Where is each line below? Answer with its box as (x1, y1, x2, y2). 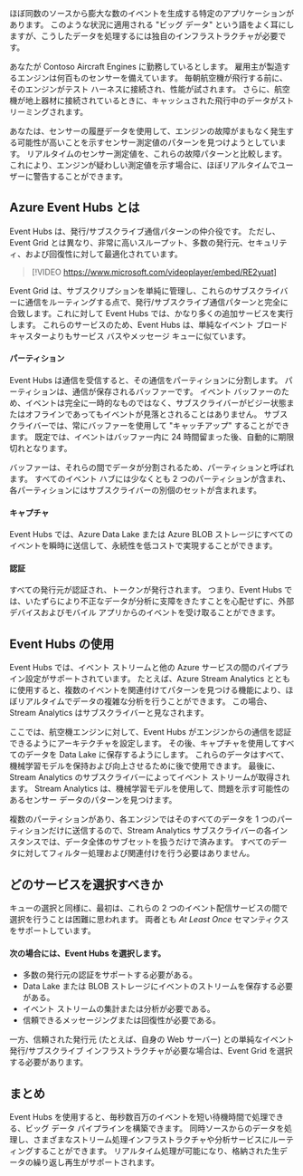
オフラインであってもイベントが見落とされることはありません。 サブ (24, 409, 280, 419)
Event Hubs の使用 (9, 636, 115, 651)
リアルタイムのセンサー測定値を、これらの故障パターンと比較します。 (26, 149, 288, 159)
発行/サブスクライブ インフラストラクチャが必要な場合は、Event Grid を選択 (9, 1046, 293, 1056)
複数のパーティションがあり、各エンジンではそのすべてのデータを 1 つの (9, 814, 278, 824)
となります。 (24, 443, 72, 454)
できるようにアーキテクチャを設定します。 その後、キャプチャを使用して (9, 737, 279, 749)
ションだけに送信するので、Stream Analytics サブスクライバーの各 (24, 825, 272, 836)
